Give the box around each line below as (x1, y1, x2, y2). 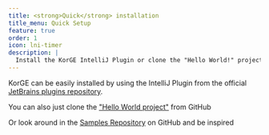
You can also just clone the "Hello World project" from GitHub (8, 101, 212, 112)
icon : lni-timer (8, 42, 62, 50)
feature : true (8, 26, 56, 34)
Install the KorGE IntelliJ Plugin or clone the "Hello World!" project (15, 57, 263, 65)
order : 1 (8, 34, 38, 42)
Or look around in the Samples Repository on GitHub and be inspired (8, 117, 235, 127)
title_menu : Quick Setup (8, 19, 91, 27)
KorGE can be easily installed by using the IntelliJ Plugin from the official (8, 77, 247, 88)
